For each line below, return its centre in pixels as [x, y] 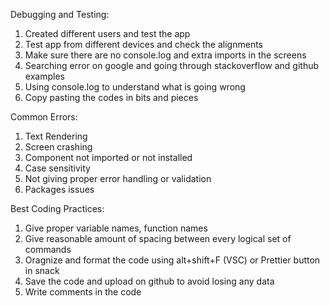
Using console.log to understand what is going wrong [135, 87]
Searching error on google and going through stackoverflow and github [172, 65]
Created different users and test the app [107, 33]
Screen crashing [58, 147]
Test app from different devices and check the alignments [143, 44]
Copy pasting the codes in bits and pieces [111, 97]
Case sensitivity [57, 168]
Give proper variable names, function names [116, 228]
